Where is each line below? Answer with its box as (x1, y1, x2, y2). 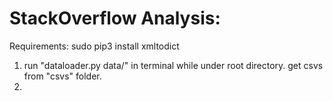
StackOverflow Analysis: (9, 7, 221, 30)
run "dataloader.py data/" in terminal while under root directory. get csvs (23, 59, 324, 71)
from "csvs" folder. (23, 70, 102, 82)
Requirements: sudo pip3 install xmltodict (9, 40, 180, 52)
